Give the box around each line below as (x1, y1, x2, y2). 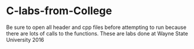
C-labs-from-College (6, 4, 112, 18)
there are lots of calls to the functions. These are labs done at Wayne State (6, 30, 188, 37)
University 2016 (6, 36, 44, 43)
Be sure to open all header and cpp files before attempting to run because (6, 24, 187, 31)
